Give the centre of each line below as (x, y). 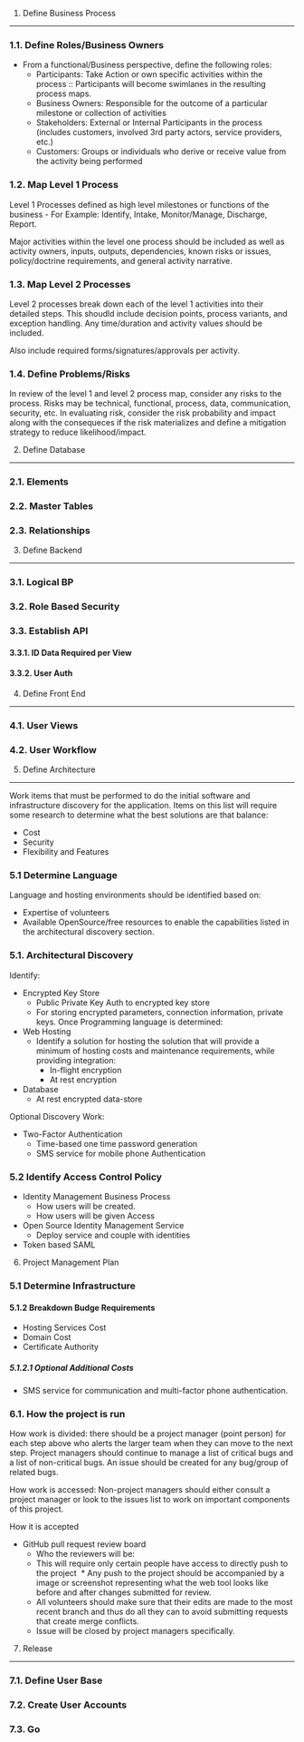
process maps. (64, 93)
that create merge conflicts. (88, 1621)
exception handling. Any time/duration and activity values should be (136, 323)
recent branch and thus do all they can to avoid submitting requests (162, 1612)
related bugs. (34, 1473)
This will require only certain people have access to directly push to (162, 1563)
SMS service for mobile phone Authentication (121, 1153)
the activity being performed (89, 161)
